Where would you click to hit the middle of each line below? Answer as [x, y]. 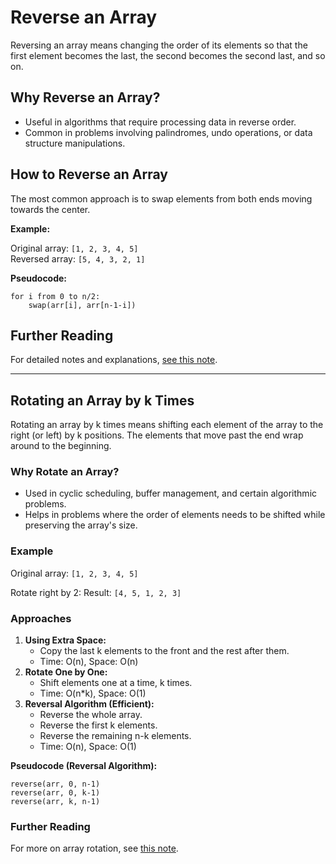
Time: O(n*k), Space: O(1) [93, 693]
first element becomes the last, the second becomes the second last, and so [168, 55]
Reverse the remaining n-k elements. [115, 736]
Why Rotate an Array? [65, 472]
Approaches [41, 618]
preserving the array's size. [81, 525]
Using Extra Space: [65, 640]
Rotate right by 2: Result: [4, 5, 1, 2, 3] [96, 592]
